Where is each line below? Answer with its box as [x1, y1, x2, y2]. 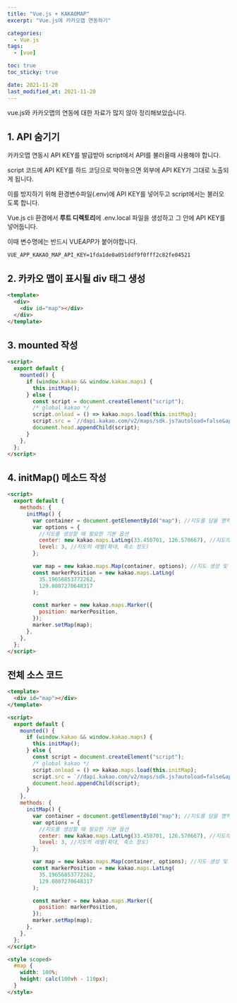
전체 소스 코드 [7, 669, 63, 681]
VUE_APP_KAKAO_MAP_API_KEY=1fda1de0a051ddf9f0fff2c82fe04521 [7, 251, 191, 259]
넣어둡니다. [7, 222, 38, 231]
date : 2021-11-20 [7, 81, 59, 88]
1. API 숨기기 [7, 131, 60, 143]
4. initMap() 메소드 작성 [7, 471, 107, 484]
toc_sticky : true [7, 69, 59, 76]
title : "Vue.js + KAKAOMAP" [7, 10, 90, 18]
